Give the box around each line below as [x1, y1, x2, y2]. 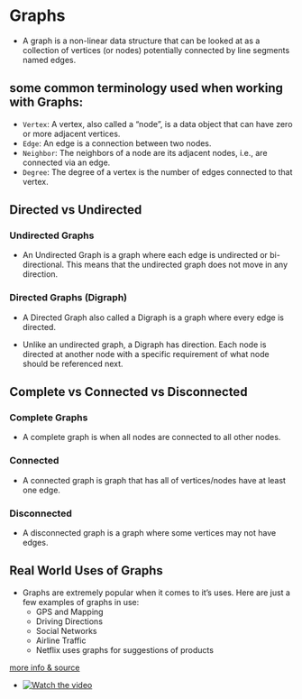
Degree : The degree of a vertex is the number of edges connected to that [22, 166, 293, 177]
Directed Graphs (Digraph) [9, 291, 128, 304]
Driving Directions [35, 615, 104, 627]
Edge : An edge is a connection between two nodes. [22, 137, 212, 149]
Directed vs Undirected [9, 202, 142, 217]
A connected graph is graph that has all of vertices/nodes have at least [22, 474, 287, 485]
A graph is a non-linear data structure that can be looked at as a [22, 35, 261, 46]
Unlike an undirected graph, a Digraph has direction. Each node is [22, 339, 267, 350]
